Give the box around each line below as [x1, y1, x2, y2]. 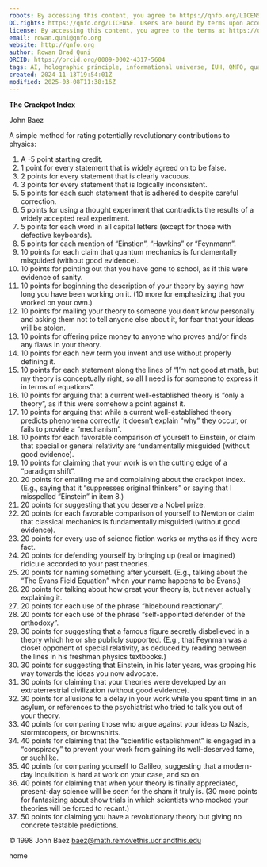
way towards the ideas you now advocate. [20, 668, 159, 678]
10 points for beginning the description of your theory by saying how [20, 281, 245, 290]
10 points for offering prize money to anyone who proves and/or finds [20, 331, 248, 341]
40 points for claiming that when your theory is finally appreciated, [20, 778, 238, 788]
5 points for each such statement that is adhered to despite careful [20, 188, 238, 198]
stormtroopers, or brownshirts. [20, 727, 121, 737]
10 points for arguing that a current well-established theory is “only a [20, 390, 245, 400]
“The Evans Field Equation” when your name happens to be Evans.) [20, 576, 241, 585]
